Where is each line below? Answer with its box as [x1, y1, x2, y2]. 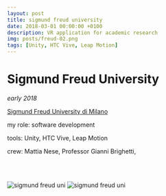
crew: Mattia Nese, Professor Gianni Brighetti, [7, 147, 137, 155]
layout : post [7, 10, 45, 17]
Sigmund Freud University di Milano [7, 107, 108, 115]
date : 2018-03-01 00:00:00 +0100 [7, 23, 103, 29]
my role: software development [7, 121, 95, 129]
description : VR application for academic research [7, 29, 158, 36]
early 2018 [7, 94, 38, 102]
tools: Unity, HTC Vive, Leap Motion [7, 134, 108, 142]
